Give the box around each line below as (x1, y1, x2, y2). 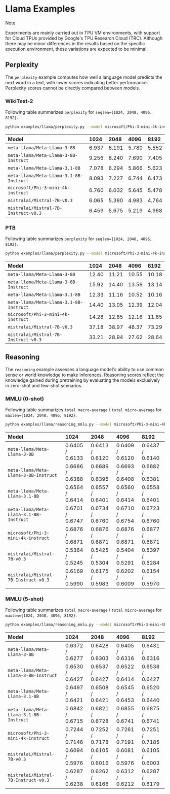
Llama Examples (5, 3, 75, 15)
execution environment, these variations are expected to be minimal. (5, 46, 148, 52)
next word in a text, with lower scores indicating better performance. (5, 79, 148, 85)
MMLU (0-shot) (5, 395, 44, 402)
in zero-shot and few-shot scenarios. (5, 382, 82, 388)
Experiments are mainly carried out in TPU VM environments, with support (5, 29, 160, 36)
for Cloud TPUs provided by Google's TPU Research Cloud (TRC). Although (5, 35, 163, 41)
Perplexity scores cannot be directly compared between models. (5, 85, 140, 91)
